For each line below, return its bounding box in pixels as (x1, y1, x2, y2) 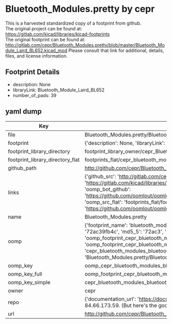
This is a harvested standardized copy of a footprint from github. (5, 20, 142, 26)
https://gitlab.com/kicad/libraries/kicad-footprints (5, 31, 110, 37)
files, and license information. (5, 52, 68, 59)
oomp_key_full (8, 270, 42, 277)
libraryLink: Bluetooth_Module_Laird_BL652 (12, 87, 105, 93)
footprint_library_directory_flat (8, 156, 80, 163)
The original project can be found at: (5, 25, 82, 31)
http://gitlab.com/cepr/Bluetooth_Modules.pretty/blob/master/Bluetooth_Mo (5, 42, 165, 48)
